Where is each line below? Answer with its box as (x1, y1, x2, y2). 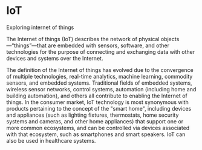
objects (160, 35, 180, 42)
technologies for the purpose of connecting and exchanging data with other (6, 48, 195, 55)
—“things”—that (6, 42, 47, 49)
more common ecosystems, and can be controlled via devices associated (6, 124, 190, 131)
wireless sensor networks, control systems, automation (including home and (6, 85, 197, 93)
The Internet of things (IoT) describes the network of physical (6, 35, 160, 42)
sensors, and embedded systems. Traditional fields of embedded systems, (6, 79, 192, 86)
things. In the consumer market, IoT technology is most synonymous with (6, 98, 189, 106)
